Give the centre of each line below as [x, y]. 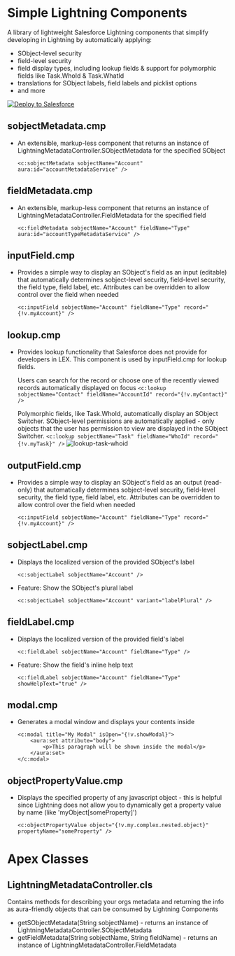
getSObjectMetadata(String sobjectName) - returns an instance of [113, 923]
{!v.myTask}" [36, 444]
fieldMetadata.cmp [50, 191]
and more [31, 90]
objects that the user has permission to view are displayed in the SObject [122, 429]
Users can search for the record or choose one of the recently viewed [118, 380]
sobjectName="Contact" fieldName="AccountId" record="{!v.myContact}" [122, 395]
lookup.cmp [34, 335]
